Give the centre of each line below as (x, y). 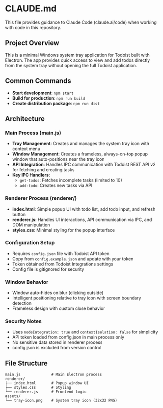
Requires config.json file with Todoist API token (61, 253)
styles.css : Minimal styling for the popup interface (64, 230)
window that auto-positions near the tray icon (58, 159)
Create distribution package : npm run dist (56, 103)
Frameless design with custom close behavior (59, 308)
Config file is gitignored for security (48, 269)
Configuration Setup (30, 243)
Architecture (25, 119)
